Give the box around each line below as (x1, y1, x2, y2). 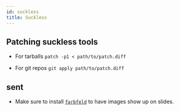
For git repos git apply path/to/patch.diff (14, 65, 124, 72)
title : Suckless (6, 14, 47, 21)
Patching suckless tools (6, 37, 98, 47)
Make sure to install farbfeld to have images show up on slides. (14, 98, 174, 106)
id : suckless (6, 8, 39, 15)
